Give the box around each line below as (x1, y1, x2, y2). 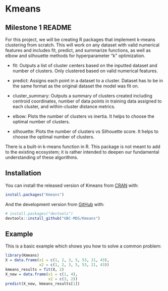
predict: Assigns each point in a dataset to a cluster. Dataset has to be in (12, 78, 163, 83)
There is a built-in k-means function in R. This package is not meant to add (5, 143, 160, 150)
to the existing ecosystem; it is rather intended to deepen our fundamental (5, 149, 160, 155)
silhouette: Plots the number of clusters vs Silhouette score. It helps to (12, 128, 159, 134)
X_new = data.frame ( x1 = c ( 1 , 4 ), (5, 271, 78, 277)
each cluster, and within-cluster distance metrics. (12, 104, 116, 109)
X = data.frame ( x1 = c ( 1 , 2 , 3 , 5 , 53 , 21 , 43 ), (5, 258, 109, 263)
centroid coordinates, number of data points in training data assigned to (12, 98, 162, 104)
